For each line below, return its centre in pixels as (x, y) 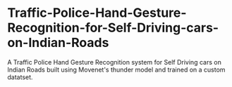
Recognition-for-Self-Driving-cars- (113, 28)
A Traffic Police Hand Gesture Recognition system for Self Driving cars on (115, 62)
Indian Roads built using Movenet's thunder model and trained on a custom (116, 69)
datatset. (20, 77)
